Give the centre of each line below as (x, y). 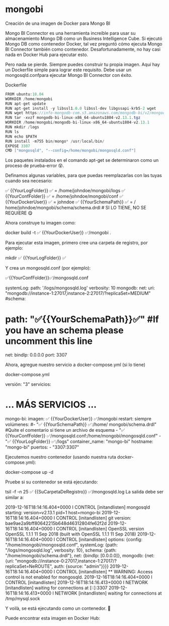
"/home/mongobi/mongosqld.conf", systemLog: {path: (62, 545)
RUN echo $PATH (21, 137)
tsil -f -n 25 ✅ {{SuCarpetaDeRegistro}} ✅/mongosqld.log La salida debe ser (84, 492)
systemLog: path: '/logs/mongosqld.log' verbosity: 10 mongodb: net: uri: (80, 288)
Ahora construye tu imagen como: (40, 223)
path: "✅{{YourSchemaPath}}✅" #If (82, 319)
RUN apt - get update (26, 104)
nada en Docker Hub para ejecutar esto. (47, 55)
